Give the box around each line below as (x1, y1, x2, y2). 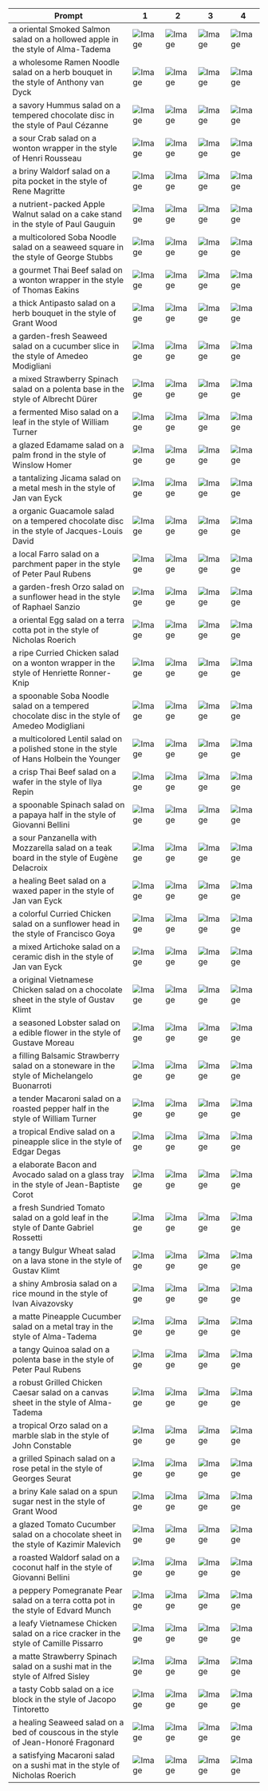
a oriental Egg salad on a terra (12, 615, 125, 625)
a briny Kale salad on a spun (12, 1486, 118, 1497)
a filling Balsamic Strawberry (12, 1051, 120, 1061)
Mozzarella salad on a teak (12, 843, 112, 853)
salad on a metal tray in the (12, 1321, 113, 1332)
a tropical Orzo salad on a (12, 1420, 108, 1430)
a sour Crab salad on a (12, 133, 97, 143)
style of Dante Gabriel (12, 1223, 94, 1233)
